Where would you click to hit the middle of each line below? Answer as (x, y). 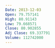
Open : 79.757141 (22, 14)
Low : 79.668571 (21, 24)
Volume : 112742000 (24, 38)
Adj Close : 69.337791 (28, 33)
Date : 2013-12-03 (23, 10)
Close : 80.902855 (23, 28)
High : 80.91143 (21, 19)
